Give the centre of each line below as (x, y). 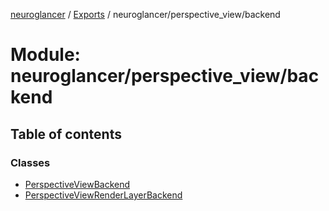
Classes (30, 162)
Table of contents (66, 134)
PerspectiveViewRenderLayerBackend (103, 195)
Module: (45, 55)
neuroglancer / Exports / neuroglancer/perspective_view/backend (145, 14)
